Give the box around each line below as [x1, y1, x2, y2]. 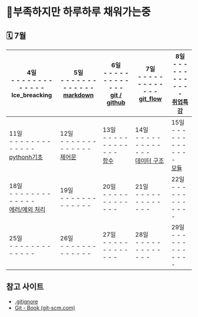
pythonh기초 [9, 153, 43, 161]
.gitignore [14, 298, 38, 305]
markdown [62, 91, 94, 99]
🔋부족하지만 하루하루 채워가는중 [6, 5, 151, 19]
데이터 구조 [135, 157, 164, 165]
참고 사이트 [6, 282, 44, 292]
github [106, 99, 126, 106]
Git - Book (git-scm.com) [14, 304, 75, 311]
